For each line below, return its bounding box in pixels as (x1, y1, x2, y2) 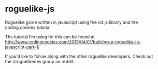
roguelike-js (5, 3, 55, 14)
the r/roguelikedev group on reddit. (5, 58, 75, 64)
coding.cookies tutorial (5, 24, 51, 30)
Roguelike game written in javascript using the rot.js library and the (5, 19, 138, 25)
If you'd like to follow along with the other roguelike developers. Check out (5, 53, 153, 59)
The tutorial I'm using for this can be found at (5, 34, 95, 40)
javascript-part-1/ (5, 44, 40, 50)
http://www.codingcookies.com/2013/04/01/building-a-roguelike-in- (5, 39, 141, 44)
